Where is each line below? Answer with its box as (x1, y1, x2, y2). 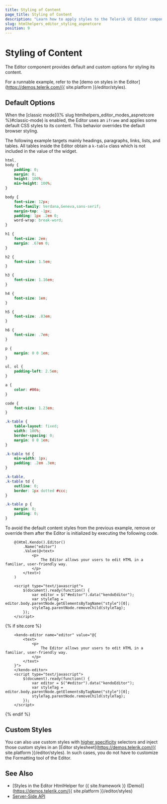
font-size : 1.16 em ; (14, 278, 55, 283)
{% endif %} (5, 711, 31, 717)
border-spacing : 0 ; (14, 433, 55, 438)
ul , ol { (5, 364, 23, 370)
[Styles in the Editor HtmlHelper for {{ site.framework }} (12, 783, 126, 789)
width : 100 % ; (14, 428, 41, 433)
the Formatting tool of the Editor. (5, 755, 72, 761)
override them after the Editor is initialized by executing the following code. (5, 530, 159, 536)
